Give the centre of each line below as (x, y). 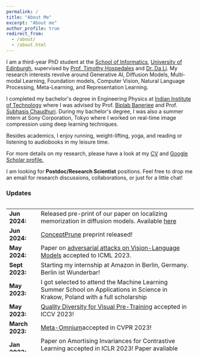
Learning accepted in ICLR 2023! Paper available (109, 348)
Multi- (178, 74)
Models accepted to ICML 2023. (86, 256)
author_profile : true (33, 28)
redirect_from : (25, 34)
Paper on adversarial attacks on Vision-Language (110, 248)
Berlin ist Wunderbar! (70, 273)
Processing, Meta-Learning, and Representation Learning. (77, 87)
